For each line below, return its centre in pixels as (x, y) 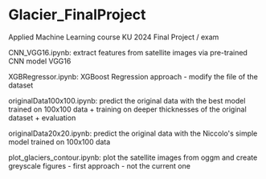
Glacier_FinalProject (77, 15)
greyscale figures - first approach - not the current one (100, 165)
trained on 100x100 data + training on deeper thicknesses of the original (127, 109)
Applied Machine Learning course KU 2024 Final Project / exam (114, 37)
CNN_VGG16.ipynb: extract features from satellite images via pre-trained (128, 52)
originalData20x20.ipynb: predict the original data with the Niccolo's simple (133, 133)
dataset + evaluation (42, 117)
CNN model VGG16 (40, 61)
